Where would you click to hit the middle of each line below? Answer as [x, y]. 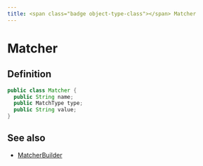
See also [26, 138]
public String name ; [44, 97]
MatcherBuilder [40, 155]
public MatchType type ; [48, 103]
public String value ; [45, 110]
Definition [29, 74]
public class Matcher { [42, 90]
